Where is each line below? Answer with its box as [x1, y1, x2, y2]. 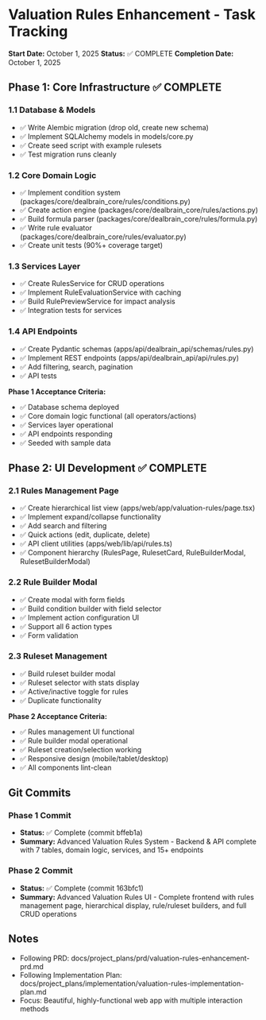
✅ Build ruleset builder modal [19, 669, 116, 678]
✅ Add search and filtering [19, 521, 107, 531]
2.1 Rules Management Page [8, 485, 119, 496]
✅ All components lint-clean [19, 763, 112, 772]
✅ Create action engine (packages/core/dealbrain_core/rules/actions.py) [19, 205, 259, 214]
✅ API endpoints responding [19, 429, 113, 439]
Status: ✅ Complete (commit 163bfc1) [19, 883, 145, 893]
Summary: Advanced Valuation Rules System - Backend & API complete [19, 836, 256, 847]
